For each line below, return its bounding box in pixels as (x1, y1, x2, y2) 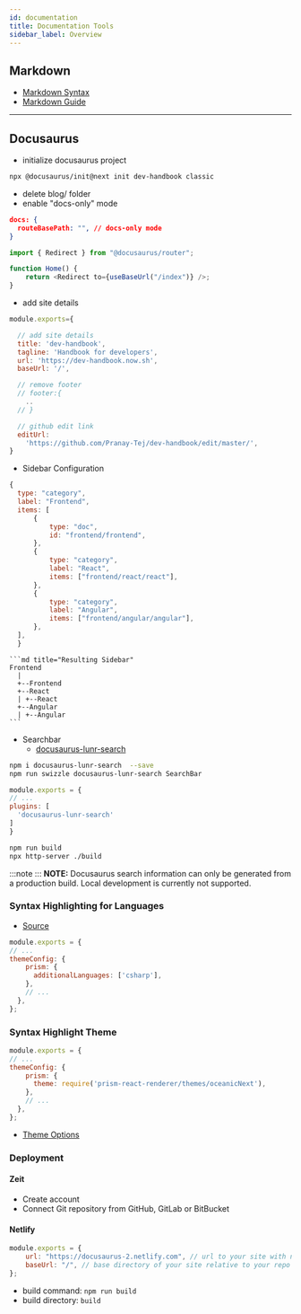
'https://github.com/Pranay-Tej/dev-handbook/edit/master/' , (25, 438, 258, 447)
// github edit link (17, 421, 94, 431)
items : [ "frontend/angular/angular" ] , (48, 614, 194, 623)
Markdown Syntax (21, 87, 90, 98)
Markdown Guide (21, 96, 87, 108)
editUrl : (17, 430, 50, 439)
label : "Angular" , (48, 605, 118, 615)
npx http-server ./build (9, 851, 102, 860)
